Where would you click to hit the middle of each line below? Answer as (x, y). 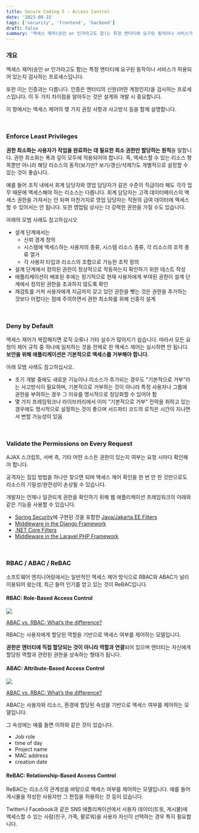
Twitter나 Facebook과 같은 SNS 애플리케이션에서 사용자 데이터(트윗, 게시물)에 (97, 809)
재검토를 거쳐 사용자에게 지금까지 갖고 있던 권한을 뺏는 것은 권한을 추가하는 (101, 291)
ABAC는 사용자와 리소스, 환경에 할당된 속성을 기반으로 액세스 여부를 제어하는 (94, 705)
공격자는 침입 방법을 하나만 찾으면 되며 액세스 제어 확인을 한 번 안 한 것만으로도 (97, 477)
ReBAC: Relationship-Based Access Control (61, 775)
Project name (31, 750)
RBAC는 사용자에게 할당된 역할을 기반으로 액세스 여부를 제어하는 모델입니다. (94, 634)
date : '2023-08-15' (30, 17)
